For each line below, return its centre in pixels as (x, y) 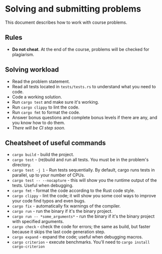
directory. (22, 165)
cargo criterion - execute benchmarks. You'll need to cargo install (81, 242)
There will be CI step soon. (39, 127)
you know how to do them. (38, 123)
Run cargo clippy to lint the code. (46, 107)
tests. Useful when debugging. (43, 186)
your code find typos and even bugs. (49, 201)
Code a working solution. (37, 97)
